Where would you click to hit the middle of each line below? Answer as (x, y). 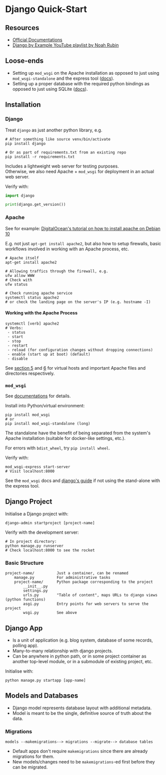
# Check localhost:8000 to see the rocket (50, 550)
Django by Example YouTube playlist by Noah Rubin (65, 45)
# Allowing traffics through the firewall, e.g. (57, 271)
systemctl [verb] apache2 (32, 324)
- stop (14, 341)
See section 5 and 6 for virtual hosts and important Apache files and (75, 368)
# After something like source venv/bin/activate (58, 139)
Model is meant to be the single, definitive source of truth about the (82, 713)
